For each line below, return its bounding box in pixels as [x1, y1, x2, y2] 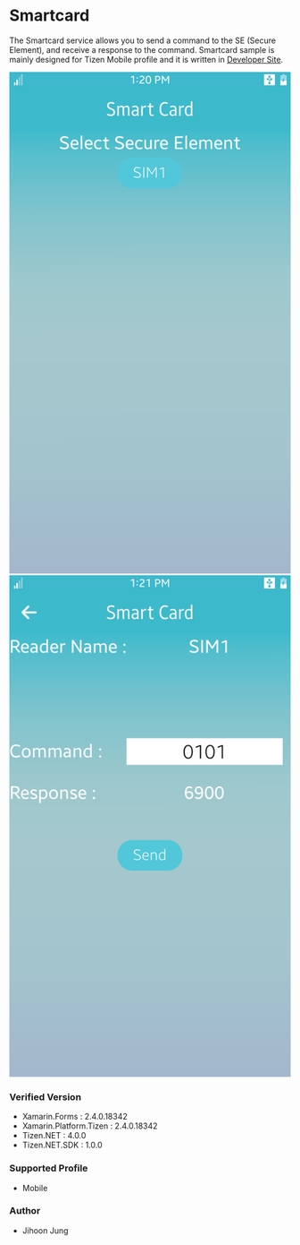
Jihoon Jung [21, 1224, 69, 1236]
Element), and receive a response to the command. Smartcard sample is [9, 44, 275, 55]
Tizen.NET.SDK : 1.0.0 [21, 1139, 103, 1151]
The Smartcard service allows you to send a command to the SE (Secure [9, 35, 277, 46]
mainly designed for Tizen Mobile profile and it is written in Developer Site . [9, 54, 284, 64]
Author [9, 1205, 41, 1217]
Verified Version [9, 1090, 82, 1103]
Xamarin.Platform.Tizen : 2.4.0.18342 [21, 1120, 158, 1131]
